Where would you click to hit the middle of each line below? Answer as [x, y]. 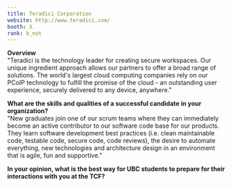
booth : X [20, 27]
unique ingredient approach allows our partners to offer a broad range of [111, 68]
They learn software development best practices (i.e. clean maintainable [111, 133]
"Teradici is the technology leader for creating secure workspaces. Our [109, 61]
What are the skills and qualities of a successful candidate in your [105, 104]
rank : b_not [24, 33]
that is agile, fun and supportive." [55, 156]
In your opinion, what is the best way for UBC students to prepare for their [116, 169]
